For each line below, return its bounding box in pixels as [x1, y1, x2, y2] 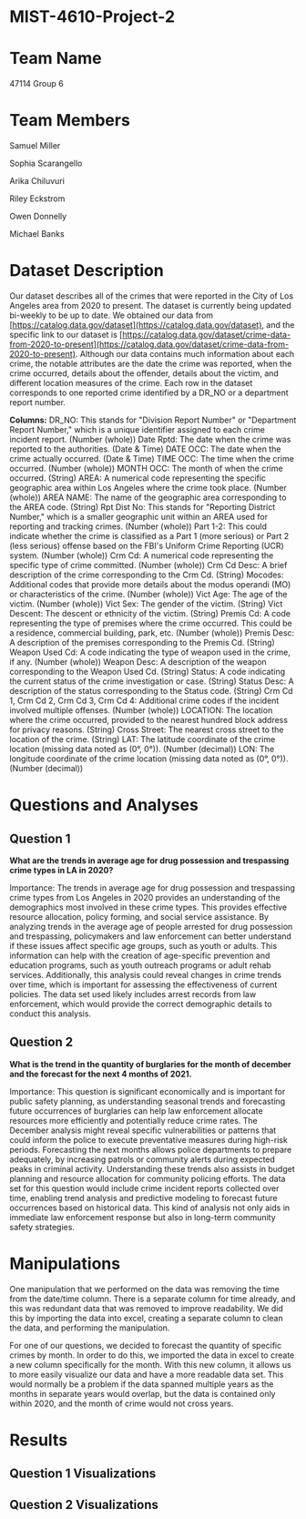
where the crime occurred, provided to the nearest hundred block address [9, 715, 289, 725]
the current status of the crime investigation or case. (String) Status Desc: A [9, 676, 294, 687]
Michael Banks [9, 229, 66, 240]
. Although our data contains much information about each [75, 349, 295, 359]
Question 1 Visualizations [9, 1466, 157, 1482]
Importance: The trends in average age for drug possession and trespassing [9, 882, 296, 893]
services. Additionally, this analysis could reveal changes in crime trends [9, 970, 282, 980]
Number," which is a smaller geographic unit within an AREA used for [9, 512, 269, 522]
